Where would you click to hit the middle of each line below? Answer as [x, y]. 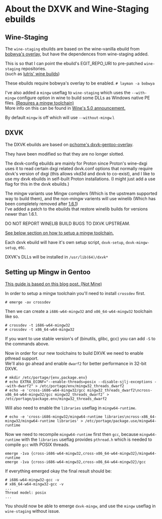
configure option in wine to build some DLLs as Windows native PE [83, 98]
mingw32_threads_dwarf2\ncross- [120, 390]
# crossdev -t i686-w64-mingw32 [37, 325]
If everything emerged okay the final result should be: [59, 471]
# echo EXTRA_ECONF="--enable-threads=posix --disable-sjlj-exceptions [79, 382]
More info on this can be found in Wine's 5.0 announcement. [65, 108]
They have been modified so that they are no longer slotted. [65, 154]
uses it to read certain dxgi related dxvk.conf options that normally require [79, 168]
